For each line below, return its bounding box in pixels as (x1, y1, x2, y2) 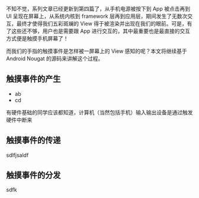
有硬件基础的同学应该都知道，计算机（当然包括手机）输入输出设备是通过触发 (6, 109, 193, 116)
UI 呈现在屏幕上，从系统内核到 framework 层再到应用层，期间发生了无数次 (6, 12, 188, 20)
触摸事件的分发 (6, 170, 61, 180)
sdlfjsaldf (6, 151, 29, 159)
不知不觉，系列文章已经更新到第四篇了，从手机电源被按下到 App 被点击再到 (6, 5, 191, 12)
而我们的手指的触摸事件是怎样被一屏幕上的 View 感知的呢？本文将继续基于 (6, 48, 188, 55)
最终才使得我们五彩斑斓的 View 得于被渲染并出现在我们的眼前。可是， (16, 20, 188, 27)
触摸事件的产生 (6, 74, 61, 84)
